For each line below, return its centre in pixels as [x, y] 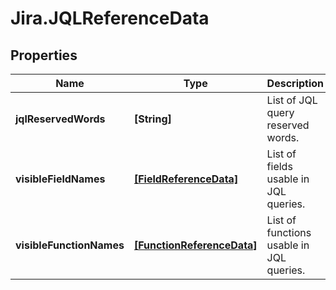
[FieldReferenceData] [186, 179]
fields [279, 166]
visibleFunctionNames [70, 245]
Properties [44, 55]
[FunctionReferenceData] [195, 245]
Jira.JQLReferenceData [110, 18]
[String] [152, 119]
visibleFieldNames [60, 179]
